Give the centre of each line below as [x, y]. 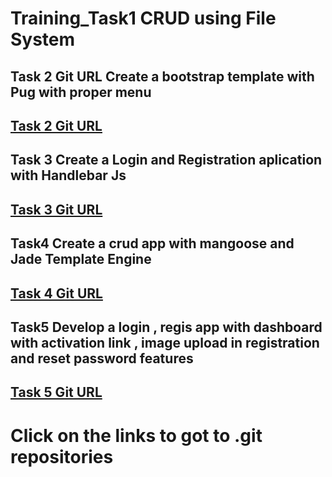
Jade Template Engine [81, 259]
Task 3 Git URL [56, 209]
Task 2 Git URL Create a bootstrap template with [162, 76]
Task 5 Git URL [56, 392]
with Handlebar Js [68, 175]
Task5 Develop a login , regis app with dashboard [166, 327]
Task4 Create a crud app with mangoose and [152, 243]
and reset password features [102, 358]
